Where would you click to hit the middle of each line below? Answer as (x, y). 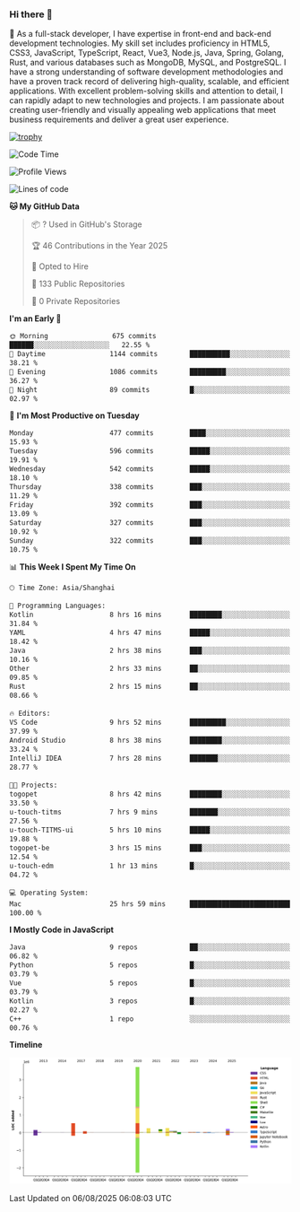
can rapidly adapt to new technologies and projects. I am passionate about (147, 100)
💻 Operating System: (49, 893)
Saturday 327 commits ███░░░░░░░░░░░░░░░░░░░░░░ (150, 523)
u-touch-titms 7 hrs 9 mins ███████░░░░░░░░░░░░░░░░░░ (150, 812)
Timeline (26, 1045)
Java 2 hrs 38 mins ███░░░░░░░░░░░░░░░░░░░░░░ (150, 651)
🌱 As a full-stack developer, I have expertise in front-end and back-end (140, 34)
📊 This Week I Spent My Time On (73, 567)
